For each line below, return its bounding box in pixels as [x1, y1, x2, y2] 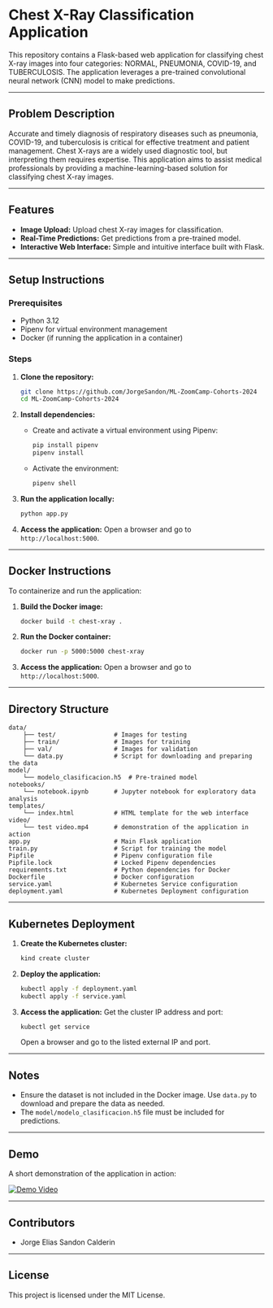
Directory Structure [8, 702, 110, 716]
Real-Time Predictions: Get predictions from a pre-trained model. [19, 233, 241, 243]
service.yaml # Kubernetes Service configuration [8, 880, 238, 889]
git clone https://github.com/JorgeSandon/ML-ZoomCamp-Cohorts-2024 [19, 388, 258, 396]
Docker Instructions [8, 564, 111, 578]
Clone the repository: [19, 372, 94, 381]
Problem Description [8, 107, 115, 121]
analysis [8, 795, 38, 803]
